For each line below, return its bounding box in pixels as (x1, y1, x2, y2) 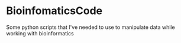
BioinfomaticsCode (6, 4, 103, 18)
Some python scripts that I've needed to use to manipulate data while (6, 24, 176, 31)
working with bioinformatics (6, 29, 74, 37)
